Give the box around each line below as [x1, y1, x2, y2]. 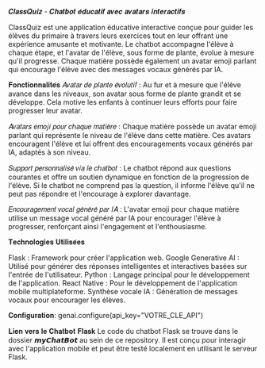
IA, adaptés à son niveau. [8, 148, 91, 157]
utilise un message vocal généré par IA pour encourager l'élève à [8, 213, 221, 223]
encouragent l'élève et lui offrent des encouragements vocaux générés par [8, 139, 254, 148]
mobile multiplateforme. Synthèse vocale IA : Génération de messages [8, 287, 238, 296]
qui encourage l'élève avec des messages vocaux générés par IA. [8, 65, 224, 74]
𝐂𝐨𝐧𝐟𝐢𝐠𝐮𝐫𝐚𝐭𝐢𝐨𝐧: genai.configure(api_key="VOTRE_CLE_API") [8, 311, 204, 320]
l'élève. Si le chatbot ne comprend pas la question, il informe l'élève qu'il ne [8, 181, 255, 190]
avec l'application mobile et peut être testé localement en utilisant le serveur [8, 344, 258, 353]
